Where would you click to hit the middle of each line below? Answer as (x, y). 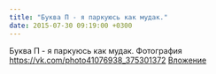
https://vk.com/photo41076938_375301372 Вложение (108, 60)
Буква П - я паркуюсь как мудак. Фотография (96, 50)
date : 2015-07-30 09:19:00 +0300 (71, 26)
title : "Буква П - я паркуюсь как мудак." (89, 17)
